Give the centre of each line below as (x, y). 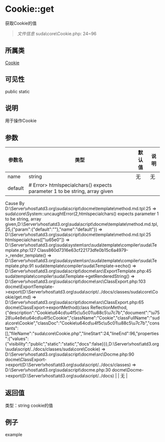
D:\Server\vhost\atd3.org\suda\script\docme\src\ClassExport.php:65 (74, 302)
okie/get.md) (18, 297)
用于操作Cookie (21, 121)
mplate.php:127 (21, 250)
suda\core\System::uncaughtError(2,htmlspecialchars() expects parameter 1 (82, 214)
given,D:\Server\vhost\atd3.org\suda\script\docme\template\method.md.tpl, (82, 224)
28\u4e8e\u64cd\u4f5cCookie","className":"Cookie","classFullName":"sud (82, 318)
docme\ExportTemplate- (30, 287)
